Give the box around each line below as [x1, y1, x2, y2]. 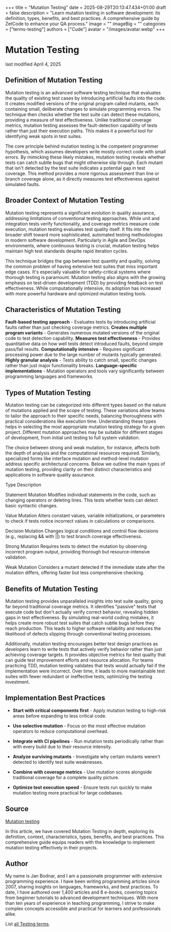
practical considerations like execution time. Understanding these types [5, 418, 157, 425]
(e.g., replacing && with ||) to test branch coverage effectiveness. [5, 533, 142, 540]
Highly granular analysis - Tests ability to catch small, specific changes [5, 357, 157, 363]
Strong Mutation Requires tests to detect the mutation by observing [5, 543, 147, 549]
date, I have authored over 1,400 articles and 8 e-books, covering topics [5, 889, 157, 896]
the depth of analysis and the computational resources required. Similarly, [5, 450, 161, 456]
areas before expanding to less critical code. [12, 712, 107, 719]
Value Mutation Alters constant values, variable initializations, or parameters [5, 512, 165, 519]
